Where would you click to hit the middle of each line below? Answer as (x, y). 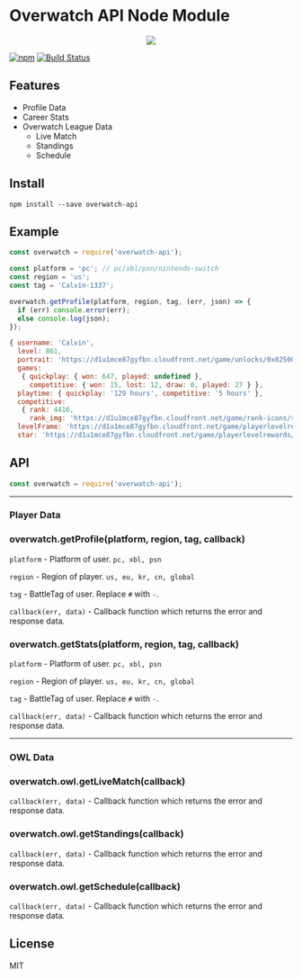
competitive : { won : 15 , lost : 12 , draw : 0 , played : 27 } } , (146, 385)
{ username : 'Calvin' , (52, 343)
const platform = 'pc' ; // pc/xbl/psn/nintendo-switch (114, 269)
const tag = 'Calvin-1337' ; (62, 285)
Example (34, 232)
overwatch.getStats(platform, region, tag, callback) (124, 644)
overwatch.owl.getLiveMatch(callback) (98, 781)
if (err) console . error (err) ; (74, 310)
